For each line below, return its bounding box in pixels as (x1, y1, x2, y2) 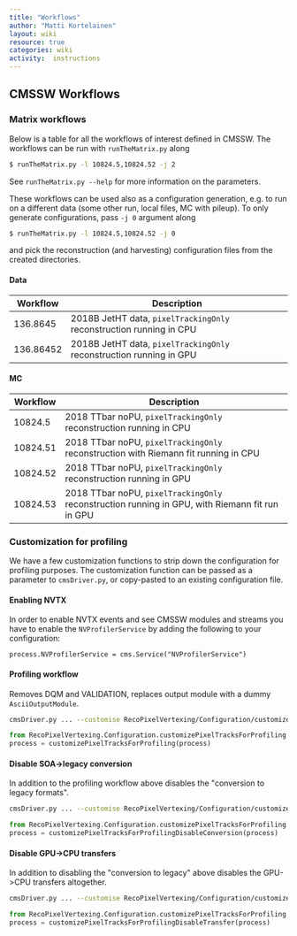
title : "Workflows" (9, 12, 81, 22)
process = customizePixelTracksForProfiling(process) (9, 740, 212, 748)
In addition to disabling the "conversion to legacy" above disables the (9, 868, 262, 878)
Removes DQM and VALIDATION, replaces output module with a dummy (9, 688, 271, 699)
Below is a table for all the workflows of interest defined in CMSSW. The (9, 134, 271, 144)
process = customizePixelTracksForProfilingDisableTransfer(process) (9, 917, 271, 927)
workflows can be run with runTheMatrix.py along (9, 142, 190, 153)
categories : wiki (9, 46, 73, 55)
